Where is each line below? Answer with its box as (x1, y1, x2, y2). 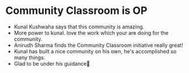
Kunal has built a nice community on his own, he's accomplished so (13, 48, 177, 54)
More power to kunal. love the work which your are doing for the (13, 29, 169, 36)
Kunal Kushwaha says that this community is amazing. (13, 23, 145, 30)
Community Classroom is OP (5, 4, 148, 17)
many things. (13, 54, 45, 61)
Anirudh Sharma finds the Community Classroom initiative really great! (13, 42, 183, 49)
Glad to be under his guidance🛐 (13, 60, 90, 67)
